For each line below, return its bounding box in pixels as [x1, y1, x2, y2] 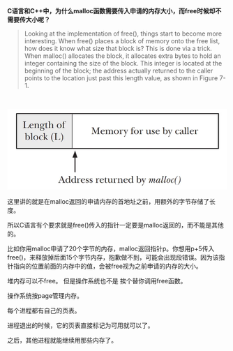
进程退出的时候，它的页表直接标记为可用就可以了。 [7, 321, 154, 329]
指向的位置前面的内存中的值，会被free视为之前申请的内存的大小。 [13, 262, 202, 270]
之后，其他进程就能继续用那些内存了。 [7, 336, 117, 344]
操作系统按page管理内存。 [7, 292, 84, 299]
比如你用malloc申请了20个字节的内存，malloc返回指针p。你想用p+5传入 [7, 244, 215, 253]
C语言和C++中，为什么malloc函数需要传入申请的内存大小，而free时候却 [7, 7, 216, 15]
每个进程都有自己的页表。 [7, 306, 81, 315]
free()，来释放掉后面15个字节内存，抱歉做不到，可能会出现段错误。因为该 [7, 253, 219, 261]
